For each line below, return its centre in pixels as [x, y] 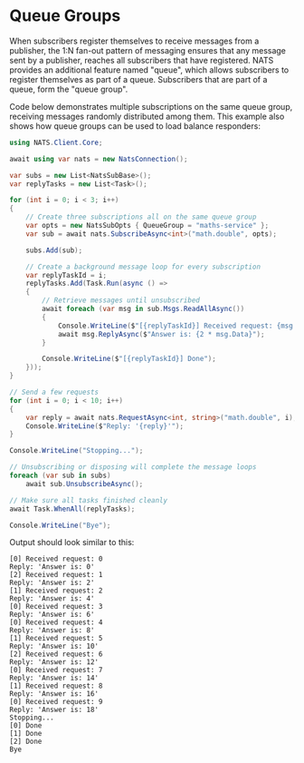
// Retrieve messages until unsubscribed [121, 300]
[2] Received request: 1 [56, 575]
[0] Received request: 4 [56, 622]
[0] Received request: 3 [56, 607]
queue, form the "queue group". [69, 89]
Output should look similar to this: [72, 543]
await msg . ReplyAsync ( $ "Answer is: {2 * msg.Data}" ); [161, 334]
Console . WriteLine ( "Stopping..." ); [76, 451]
